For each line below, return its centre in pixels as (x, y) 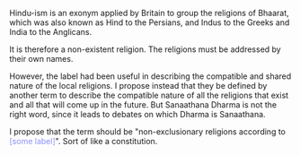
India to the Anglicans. (51, 32)
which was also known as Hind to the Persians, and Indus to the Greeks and (150, 22)
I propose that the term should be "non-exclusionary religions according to (147, 132)
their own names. (41, 59)
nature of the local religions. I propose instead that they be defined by (138, 86)
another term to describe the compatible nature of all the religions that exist (149, 95)
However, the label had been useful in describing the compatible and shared (150, 76)
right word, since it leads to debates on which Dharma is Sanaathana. (138, 114)
